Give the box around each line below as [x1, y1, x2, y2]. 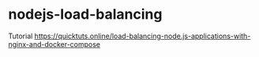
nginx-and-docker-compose [8, 39, 101, 48]
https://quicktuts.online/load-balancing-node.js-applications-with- [34, 31, 251, 41]
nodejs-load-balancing [8, 5, 163, 23]
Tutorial [8, 31, 33, 41]
